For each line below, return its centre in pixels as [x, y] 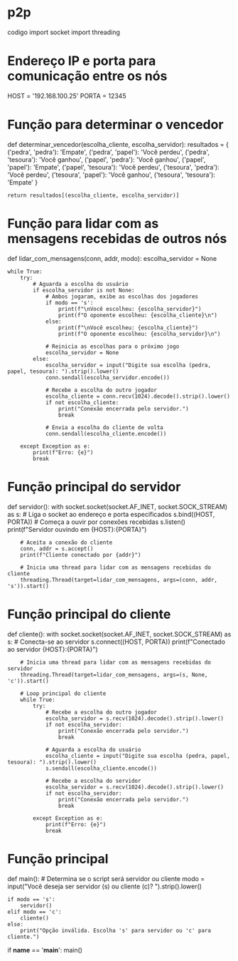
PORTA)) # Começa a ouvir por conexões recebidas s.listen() [97, 522]
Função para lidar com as [83, 223]
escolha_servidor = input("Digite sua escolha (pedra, [128, 365]
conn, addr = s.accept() [57, 549]
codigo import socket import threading [64, 32]
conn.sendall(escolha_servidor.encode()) [108, 377]
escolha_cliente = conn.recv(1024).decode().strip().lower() [138, 396]
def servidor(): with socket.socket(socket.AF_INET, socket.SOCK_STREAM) [118, 506]
